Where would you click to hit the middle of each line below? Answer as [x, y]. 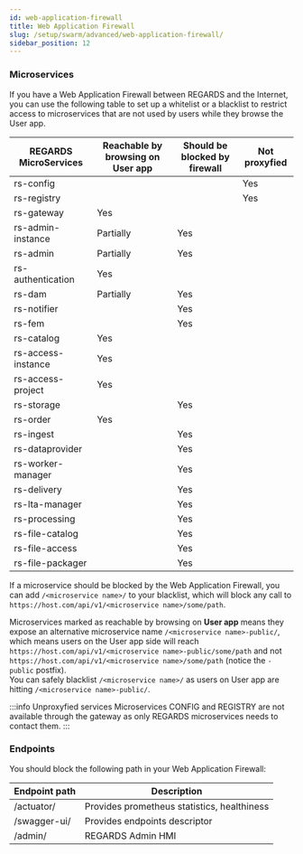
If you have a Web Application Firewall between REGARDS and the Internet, [149, 94]
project [29, 389]
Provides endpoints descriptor [148, 821]
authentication [44, 279]
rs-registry [37, 198]
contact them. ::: [40, 726]
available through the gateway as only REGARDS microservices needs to [144, 716]
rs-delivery [38, 489]
